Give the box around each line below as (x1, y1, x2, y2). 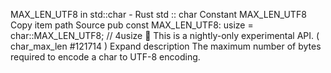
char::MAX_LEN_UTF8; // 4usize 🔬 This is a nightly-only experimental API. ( (10, 30, 320, 41)
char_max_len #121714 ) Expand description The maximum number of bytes (10, 40, 322, 52)
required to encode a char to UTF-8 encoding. (10, 51, 201, 63)
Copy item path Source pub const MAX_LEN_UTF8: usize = (10, 19, 254, 31)
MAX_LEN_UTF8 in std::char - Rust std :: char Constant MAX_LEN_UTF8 (10, 9, 307, 20)
